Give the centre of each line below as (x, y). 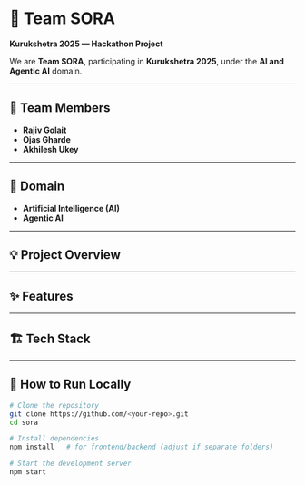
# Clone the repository (54, 405)
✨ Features (41, 296)
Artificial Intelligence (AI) (71, 208)
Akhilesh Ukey (50, 149)
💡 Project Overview (65, 255)
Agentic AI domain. (46, 71)
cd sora (24, 422)
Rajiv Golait (44, 130)
